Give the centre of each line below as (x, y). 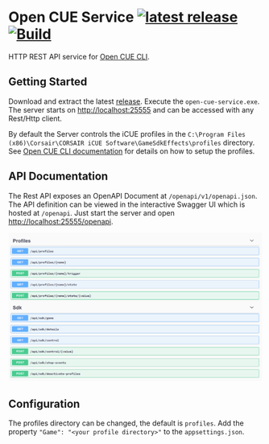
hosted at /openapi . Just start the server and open (91, 212)
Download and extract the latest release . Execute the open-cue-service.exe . (134, 101)
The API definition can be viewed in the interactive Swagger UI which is (127, 204)
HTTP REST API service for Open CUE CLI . (79, 56)
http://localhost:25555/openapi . (61, 221)
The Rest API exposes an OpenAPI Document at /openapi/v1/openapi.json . (133, 195)
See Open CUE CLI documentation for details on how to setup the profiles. (132, 151)
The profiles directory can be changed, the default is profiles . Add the (126, 423)
